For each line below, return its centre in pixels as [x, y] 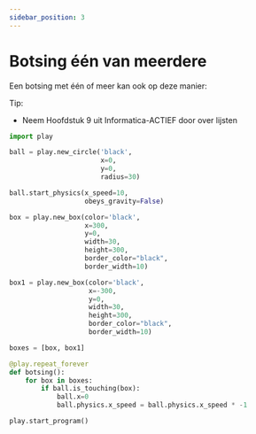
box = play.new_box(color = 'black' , [75, 217]
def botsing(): [37, 372]
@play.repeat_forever [49, 364]
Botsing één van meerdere [108, 61]
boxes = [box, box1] [47, 348]
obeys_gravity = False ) [124, 201]
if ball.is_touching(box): [91, 389]
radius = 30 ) [120, 177]
